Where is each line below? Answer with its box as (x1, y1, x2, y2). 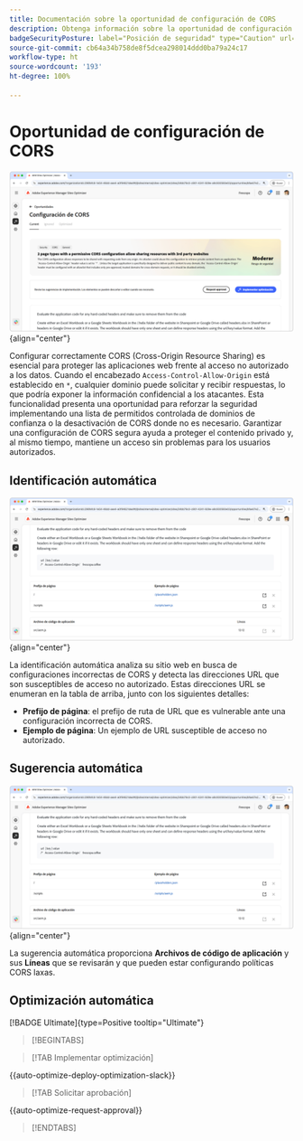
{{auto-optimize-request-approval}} (9, 1104, 142, 1116)
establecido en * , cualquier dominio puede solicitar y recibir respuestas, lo (9, 380, 286, 391)
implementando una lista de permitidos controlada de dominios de (9, 408, 255, 420)
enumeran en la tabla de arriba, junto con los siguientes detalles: (9, 688, 250, 699)
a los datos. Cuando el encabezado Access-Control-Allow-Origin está (9, 370, 271, 381)
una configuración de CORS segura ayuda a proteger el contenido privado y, (9, 428, 294, 438)
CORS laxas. (9, 967, 56, 977)
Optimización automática (9, 993, 154, 1008)
